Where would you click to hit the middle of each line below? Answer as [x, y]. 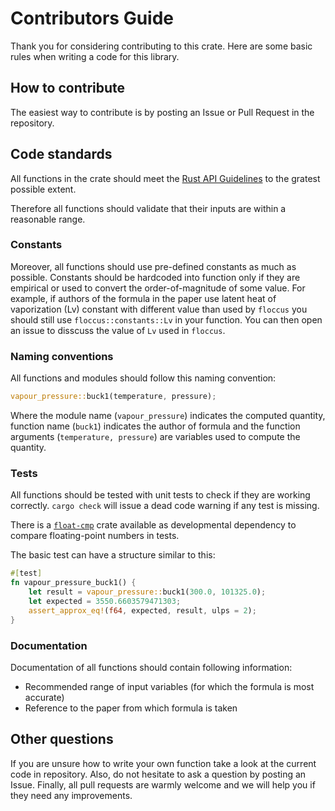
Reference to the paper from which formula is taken [131, 708]
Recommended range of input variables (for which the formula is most [169, 686]
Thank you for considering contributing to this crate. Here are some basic [161, 46]
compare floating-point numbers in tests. [95, 536]
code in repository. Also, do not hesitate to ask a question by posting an [158, 774]
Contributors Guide [92, 18]
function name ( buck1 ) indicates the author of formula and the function [155, 426]
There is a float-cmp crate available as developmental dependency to [153, 525]
